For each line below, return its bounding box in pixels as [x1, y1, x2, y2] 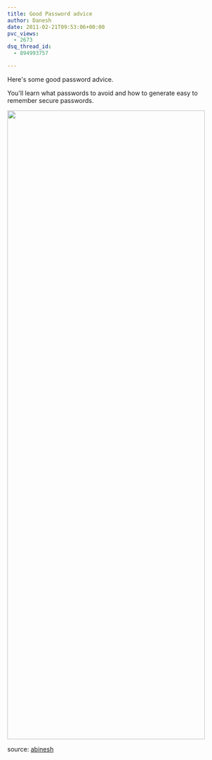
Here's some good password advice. [7, 75, 114, 83]
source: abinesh [7, 744, 54, 753]
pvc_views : [7, 30, 39, 37]
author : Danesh [7, 17, 52, 24]
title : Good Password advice [7, 10, 93, 18]
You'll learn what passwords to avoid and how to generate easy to [7, 89, 198, 97]
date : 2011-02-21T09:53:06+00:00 [7, 23, 105, 30]
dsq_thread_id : [7, 43, 52, 50]
